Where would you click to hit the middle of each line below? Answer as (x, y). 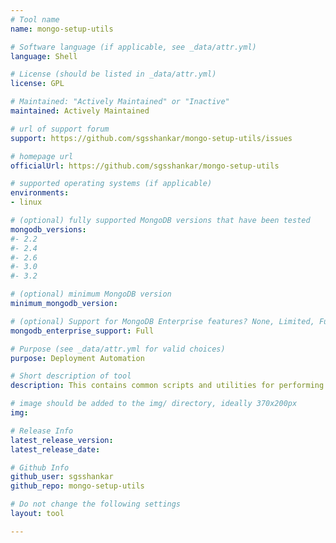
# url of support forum (60, 129)
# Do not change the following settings (96, 504)
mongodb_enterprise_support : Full (82, 331)
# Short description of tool (71, 376)
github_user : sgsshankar (62, 477)
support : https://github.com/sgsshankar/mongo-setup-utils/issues (151, 138)
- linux (26, 202)
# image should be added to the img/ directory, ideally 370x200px (154, 404)
